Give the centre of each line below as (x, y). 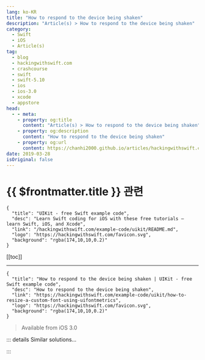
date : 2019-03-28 (28, 154)
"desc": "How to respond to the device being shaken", (83, 290)
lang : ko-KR (21, 12)
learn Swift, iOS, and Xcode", (46, 224)
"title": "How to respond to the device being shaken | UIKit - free (102, 279)
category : (19, 29)
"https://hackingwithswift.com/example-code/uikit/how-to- (110, 295)
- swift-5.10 (28, 80)
